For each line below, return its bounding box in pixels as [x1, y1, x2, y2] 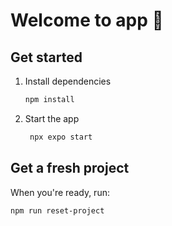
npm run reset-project [10, 205, 105, 216]
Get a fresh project [10, 160, 130, 177]
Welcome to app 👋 [10, 9, 164, 32]
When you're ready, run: [10, 186, 110, 198]
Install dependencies [24, 75, 112, 87]
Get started [10, 49, 83, 66]
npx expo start [29, 132, 93, 142]
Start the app [24, 112, 80, 124]
